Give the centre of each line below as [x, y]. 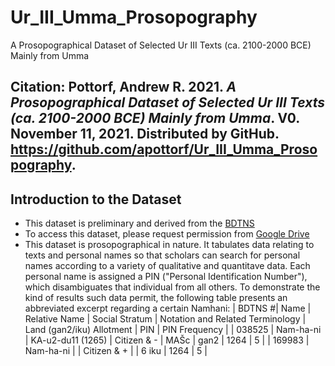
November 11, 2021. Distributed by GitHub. [145, 134]
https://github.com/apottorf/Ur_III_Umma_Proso [164, 149]
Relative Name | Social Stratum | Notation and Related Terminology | [165, 319]
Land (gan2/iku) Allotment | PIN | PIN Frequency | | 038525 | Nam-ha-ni [173, 330]
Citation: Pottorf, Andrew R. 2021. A [123, 87]
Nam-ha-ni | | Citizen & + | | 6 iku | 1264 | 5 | [116, 351]
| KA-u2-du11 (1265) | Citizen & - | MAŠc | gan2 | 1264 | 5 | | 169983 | [167, 340]
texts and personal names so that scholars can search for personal [162, 255]
